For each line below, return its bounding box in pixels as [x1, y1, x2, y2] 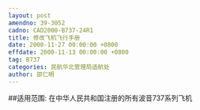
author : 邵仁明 [8, 70, 55, 78]
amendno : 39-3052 [8, 19, 66, 27]
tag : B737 [8, 56, 41, 64]
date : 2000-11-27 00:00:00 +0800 [8, 41, 119, 49]
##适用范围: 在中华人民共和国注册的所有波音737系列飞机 [8, 93, 192, 103]
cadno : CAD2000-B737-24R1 [8, 26, 93, 34]
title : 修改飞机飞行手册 [8, 33, 81, 42]
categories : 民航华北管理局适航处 [8, 63, 110, 71]
